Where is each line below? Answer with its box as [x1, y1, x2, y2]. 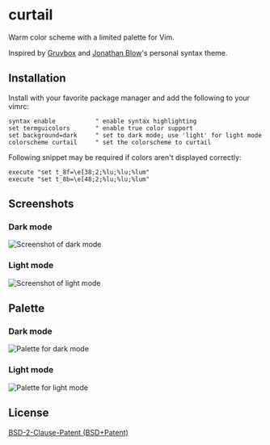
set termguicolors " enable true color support [8, 124, 194, 132]
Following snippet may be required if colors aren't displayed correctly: [8, 152, 242, 162]
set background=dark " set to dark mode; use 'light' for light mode [8, 131, 263, 139]
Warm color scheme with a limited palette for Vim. [8, 32, 175, 42]
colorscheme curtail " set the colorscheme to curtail [8, 138, 212, 146]
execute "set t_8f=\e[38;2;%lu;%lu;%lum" [8, 168, 150, 176]
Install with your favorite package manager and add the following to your [8, 93, 251, 103]
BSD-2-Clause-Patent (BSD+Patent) [8, 427, 129, 437]
